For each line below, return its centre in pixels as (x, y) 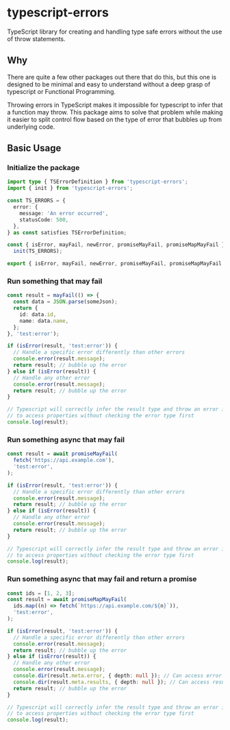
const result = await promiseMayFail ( (62, 454)
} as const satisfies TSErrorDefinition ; (67, 232)
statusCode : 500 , (44, 220)
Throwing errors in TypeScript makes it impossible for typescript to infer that (115, 105)
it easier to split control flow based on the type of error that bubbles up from (115, 119)
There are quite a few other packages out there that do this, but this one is (112, 77)
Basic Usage (34, 148)
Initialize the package (43, 168)
